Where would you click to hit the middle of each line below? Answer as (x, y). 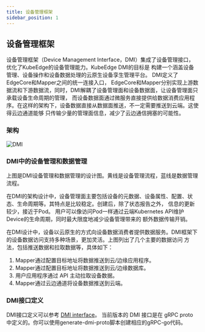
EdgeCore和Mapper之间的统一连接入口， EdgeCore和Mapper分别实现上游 (100, 82)
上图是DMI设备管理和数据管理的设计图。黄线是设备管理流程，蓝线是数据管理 (102, 175)
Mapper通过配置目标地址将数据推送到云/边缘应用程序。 (85, 260)
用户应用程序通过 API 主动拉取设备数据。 (67, 275)
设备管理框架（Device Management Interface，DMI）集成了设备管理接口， (100, 60)
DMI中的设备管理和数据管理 (47, 161)
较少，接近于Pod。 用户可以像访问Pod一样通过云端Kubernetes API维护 (95, 211)
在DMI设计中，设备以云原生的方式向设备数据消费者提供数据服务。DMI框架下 (102, 232)
